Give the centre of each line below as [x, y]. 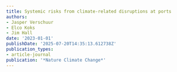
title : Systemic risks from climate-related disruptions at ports [89, 11]
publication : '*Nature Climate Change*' [56, 60]
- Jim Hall [19, 33]
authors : [17, 17]
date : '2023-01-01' [30, 38]
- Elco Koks [21, 28]
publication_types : [30, 49]
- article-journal [28, 55]
